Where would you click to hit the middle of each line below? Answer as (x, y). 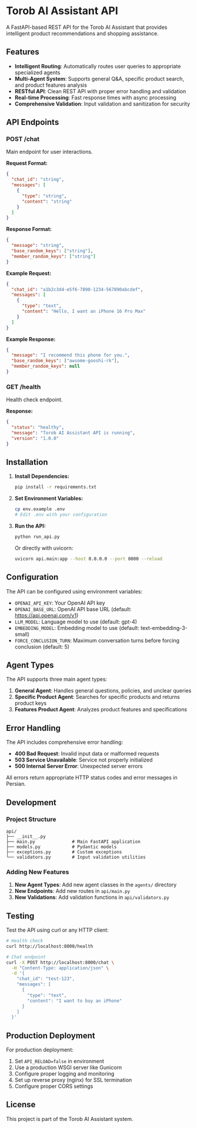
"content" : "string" (47, 202)
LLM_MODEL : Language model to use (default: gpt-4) (76, 621)
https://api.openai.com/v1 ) (46, 615)
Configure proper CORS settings (54, 1086)
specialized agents (37, 72)
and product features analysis (51, 85)
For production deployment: (40, 1050)
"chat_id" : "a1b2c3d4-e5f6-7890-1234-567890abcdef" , (77, 289)
